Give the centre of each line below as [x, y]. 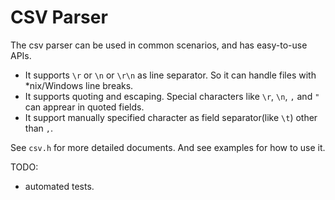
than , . [38, 128]
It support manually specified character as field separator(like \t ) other [171, 117]
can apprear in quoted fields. [84, 107]
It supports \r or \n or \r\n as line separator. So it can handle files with [170, 75]
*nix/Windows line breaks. [79, 85]
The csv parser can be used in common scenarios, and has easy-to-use [159, 45]
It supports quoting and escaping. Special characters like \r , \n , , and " [172, 96]
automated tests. [59, 186]
